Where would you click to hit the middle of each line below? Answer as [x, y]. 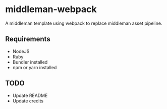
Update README [30, 95]
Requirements [28, 39]
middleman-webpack [51, 9]
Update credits [28, 101]
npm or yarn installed [35, 67]
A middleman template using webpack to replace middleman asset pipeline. [84, 23]
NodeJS [21, 51]
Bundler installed [30, 62]
